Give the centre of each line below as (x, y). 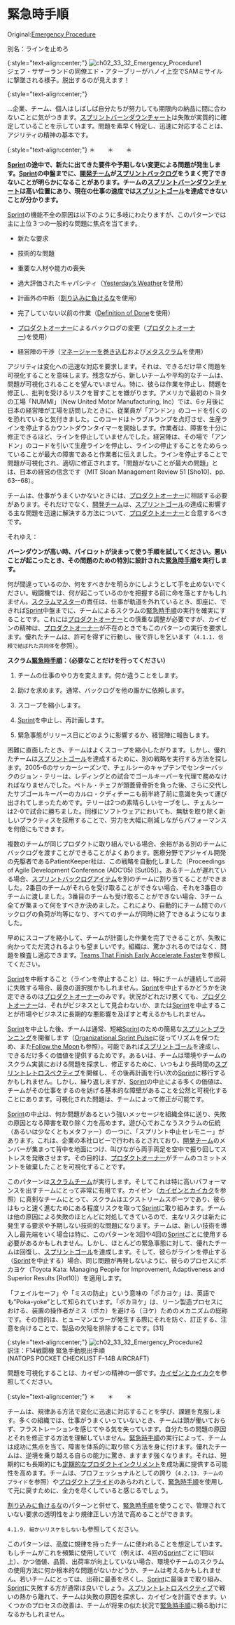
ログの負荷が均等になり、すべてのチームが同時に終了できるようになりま (123, 914)
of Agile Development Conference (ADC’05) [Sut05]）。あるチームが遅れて (114, 870)
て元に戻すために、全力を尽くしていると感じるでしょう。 (90, 1490)
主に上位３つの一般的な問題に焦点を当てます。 (74, 223)
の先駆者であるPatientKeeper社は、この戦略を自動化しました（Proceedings (116, 861)
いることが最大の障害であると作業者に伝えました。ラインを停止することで (120, 454)
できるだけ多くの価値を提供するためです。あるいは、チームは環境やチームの (117, 1055)
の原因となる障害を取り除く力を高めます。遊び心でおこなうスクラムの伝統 (114, 1122)
